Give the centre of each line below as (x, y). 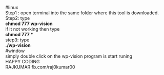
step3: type (17, 40)
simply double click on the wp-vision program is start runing (69, 56)
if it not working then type (33, 29)
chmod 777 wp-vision (29, 23)
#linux (12, 7)
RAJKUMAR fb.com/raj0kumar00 (40, 67)
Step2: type (18, 18)
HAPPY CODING (23, 61)
